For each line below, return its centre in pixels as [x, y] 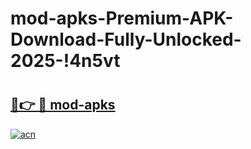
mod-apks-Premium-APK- [122, 18]
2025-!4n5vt [65, 61]
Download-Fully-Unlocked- [126, 39]
